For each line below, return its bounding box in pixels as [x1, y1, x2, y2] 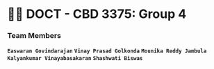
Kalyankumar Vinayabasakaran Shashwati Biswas [7, 55, 143, 62]
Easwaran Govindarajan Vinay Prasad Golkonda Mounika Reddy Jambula [7, 48, 207, 55]
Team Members [7, 31, 61, 41]
